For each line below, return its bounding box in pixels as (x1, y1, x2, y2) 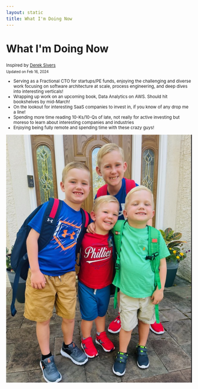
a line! (13, 109, 26, 115)
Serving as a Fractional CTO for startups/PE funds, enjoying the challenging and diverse (13, 79, 192, 84)
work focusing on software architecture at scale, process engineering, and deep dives (13, 83, 188, 90)
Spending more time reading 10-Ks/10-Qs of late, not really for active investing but (13, 115, 180, 120)
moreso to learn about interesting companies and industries (13, 120, 134, 126)
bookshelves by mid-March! (13, 99, 71, 105)
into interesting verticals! (13, 89, 64, 94)
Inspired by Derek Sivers (6, 63, 56, 68)
